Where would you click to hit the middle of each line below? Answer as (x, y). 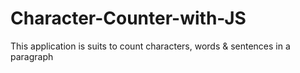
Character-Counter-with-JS (128, 18)
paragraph (32, 56)
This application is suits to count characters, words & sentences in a (150, 46)
